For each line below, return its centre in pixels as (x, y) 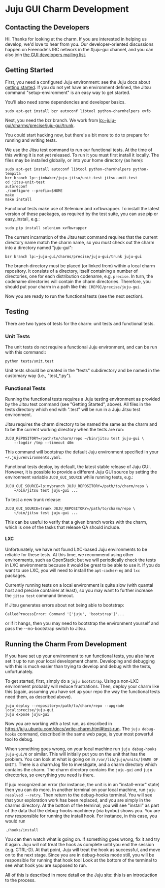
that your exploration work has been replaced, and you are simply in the (78, 800)
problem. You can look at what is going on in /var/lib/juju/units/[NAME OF (82, 760)
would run (15, 821)
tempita (13, 173)
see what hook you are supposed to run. (46, 865)
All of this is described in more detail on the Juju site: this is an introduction (81, 875)
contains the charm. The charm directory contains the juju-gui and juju (79, 770)
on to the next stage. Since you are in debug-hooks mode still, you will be (80, 855)
